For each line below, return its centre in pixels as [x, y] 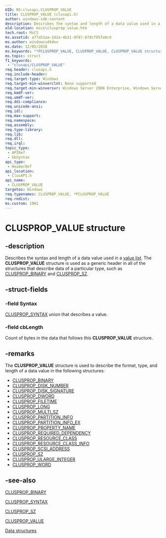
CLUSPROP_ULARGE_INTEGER [44, 460]
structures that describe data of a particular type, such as [64, 269]
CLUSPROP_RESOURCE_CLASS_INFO [51, 444]
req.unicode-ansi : [24, 107]
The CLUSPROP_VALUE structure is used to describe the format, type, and [81, 365]
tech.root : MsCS [22, 33]
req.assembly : [20, 125]
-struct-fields [26, 289]
